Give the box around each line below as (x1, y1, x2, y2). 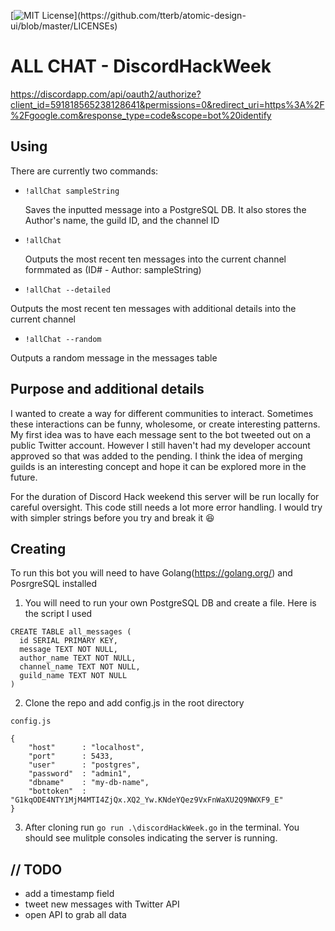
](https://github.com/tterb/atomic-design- (73, 10, 247, 21)
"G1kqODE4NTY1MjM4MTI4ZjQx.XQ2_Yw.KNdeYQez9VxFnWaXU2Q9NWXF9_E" (10, 795, 284, 805)
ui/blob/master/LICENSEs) (10, 20, 118, 32)
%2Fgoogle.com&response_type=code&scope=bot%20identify (10, 109, 272, 121)
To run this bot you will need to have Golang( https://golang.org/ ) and (10, 567, 293, 579)
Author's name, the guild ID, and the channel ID (24, 214, 220, 226)
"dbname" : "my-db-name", (28, 778, 150, 788)
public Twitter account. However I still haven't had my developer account (10, 439, 311, 451)
